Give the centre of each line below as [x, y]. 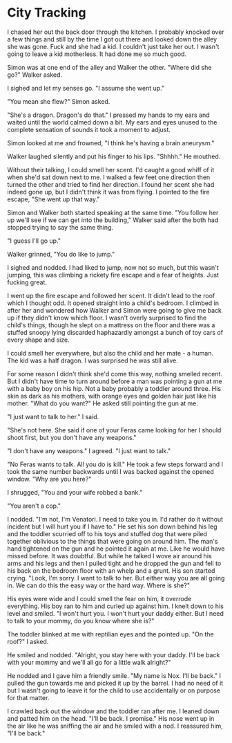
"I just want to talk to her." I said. [53, 416]
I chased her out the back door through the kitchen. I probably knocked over [116, 32]
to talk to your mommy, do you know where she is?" [81, 621]
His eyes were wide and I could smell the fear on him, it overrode [99, 598]
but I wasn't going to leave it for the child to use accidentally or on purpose [114, 690]
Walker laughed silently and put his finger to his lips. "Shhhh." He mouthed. [114, 156]
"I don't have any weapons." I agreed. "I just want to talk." [89, 450]
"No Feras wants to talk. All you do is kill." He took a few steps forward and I [115, 464]
